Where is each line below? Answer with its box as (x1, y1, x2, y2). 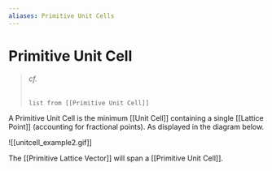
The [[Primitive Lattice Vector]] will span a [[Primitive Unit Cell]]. (8, 153, 224, 163)
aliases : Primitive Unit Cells (8, 11, 115, 20)
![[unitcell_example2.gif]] (8, 138, 92, 147)
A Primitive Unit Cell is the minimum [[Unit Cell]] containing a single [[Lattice (8, 113, 264, 123)
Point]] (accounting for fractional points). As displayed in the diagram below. (8, 122, 265, 132)
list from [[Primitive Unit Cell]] (28, 99, 150, 108)
